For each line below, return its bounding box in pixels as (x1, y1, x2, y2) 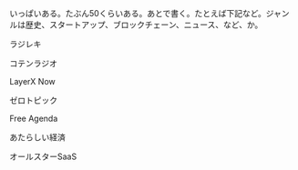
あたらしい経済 (9, 132, 66, 143)
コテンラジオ (9, 58, 57, 68)
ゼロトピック (9, 95, 57, 105)
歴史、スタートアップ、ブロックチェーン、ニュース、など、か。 (25, 19, 263, 30)
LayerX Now (9, 76, 57, 86)
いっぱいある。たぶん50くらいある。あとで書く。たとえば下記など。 (9, 8, 267, 18)
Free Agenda (9, 113, 58, 124)
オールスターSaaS (9, 151, 77, 162)
